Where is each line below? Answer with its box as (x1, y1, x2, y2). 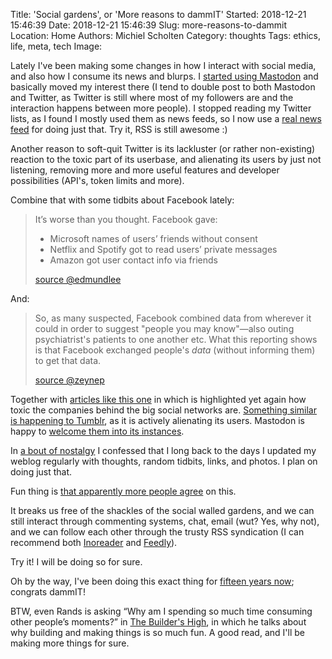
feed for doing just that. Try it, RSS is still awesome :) (10, 124, 228, 135)
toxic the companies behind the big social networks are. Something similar (10, 404, 317, 416)
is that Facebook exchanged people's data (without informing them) (34, 344, 316, 356)
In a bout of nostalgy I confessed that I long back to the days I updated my (10, 445, 317, 456)
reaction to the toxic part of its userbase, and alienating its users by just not (10, 154, 322, 165)
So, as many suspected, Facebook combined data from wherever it (34, 312, 312, 324)
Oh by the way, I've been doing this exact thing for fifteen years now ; (10, 575, 295, 587)
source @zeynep (34, 374, 105, 386)
